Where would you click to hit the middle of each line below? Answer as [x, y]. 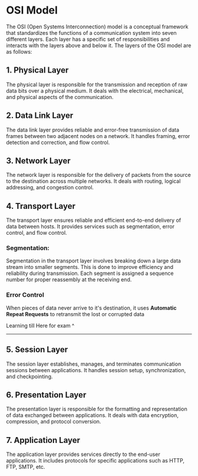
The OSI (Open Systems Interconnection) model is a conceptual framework [97, 27]
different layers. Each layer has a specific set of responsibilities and [88, 39]
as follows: [19, 51]
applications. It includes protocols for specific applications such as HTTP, [95, 461]
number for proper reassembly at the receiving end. [69, 280]
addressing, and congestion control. [50, 188]
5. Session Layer [37, 349]
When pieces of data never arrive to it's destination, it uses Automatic [91, 308]
